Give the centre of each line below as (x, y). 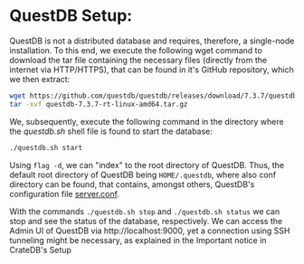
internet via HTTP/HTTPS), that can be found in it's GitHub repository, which (152, 70)
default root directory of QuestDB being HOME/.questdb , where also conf (143, 174)
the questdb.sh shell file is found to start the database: (111, 131)
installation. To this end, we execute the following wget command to (136, 50)
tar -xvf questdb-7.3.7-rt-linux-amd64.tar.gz (99, 104)
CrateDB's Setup (41, 250)
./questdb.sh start (46, 147)
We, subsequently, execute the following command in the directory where (147, 121)
